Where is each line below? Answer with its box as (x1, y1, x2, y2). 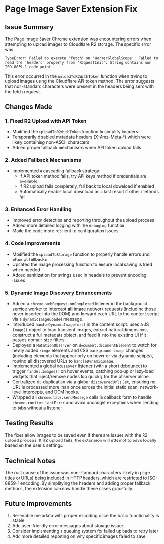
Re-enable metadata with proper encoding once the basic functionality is (12, 513, 160, 518)
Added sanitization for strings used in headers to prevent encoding (12, 272, 147, 278)
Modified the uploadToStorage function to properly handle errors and (12, 251, 150, 257)
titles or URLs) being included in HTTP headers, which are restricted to (5, 475, 147, 481)
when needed (12, 266, 40, 273)
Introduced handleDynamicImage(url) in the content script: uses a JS (12, 321, 149, 327)
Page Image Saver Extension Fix (5, 3, 138, 15)
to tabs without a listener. (12, 405, 63, 411)
